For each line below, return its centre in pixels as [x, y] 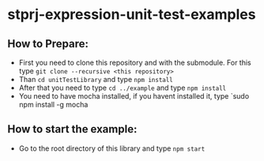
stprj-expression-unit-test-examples [132, 15]
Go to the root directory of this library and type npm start [112, 148]
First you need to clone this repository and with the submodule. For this [135, 62]
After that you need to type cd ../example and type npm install [123, 88]
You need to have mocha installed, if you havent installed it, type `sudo [134, 96]
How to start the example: [72, 129]
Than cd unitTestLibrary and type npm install [96, 79]
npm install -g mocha [53, 105]
